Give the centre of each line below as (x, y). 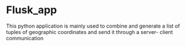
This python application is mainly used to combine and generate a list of (93, 26)
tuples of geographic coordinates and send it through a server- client (89, 32)
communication (25, 38)
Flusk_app (32, 10)
